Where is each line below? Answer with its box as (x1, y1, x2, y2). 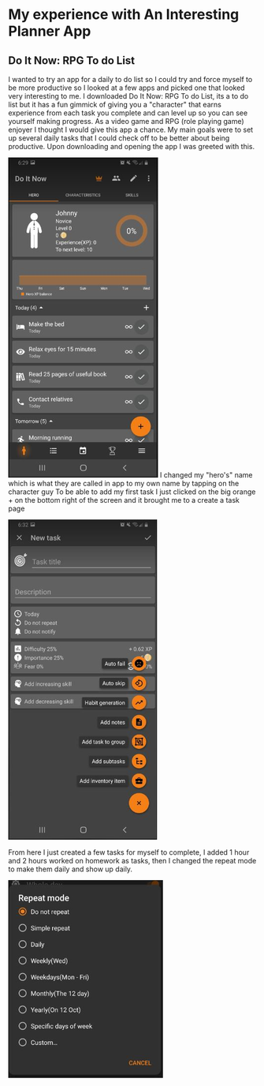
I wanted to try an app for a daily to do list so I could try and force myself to (8, 75, 253, 84)
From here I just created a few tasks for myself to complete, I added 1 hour (8, 848, 250, 857)
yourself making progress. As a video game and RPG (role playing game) (8, 117, 244, 125)
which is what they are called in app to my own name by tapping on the (8, 479, 240, 488)
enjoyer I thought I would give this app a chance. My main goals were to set (8, 125, 254, 134)
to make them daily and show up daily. (8, 864, 132, 874)
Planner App (8, 22, 91, 40)
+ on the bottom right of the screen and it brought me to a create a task (8, 496, 240, 504)
